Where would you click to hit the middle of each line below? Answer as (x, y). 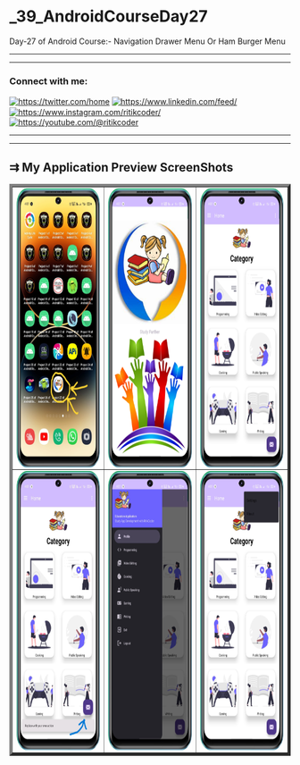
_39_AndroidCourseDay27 (108, 17)
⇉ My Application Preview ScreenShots (121, 167)
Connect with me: (49, 80)
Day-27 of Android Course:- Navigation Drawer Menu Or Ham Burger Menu (147, 41)
